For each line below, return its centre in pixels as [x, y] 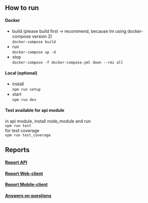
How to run [22, 8]
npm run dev [24, 100]
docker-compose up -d [34, 52]
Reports [17, 150]
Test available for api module [35, 110]
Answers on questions [28, 195]
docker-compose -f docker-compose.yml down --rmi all [67, 62]
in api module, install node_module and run [48, 121]
